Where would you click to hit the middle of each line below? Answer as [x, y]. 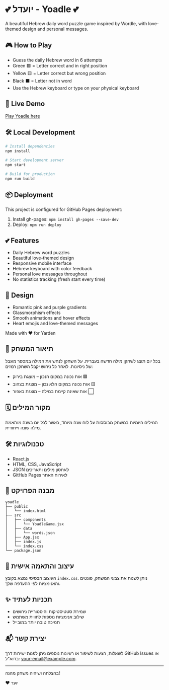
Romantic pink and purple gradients [50, 308]
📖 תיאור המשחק [29, 349]
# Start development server [35, 160]
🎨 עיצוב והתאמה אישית [40, 566]
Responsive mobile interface [42, 263]
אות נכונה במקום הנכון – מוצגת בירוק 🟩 [50, 376]
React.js [21, 458]
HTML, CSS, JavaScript [37, 464]
